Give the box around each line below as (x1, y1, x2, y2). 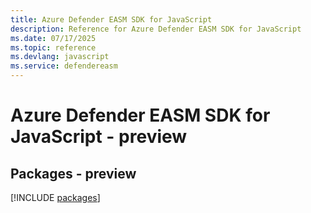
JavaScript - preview (10, 126, 188, 148)
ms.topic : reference (10, 42, 97, 53)
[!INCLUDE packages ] (10, 192, 101, 203)
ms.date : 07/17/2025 (10, 33, 97, 43)
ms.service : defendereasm (10, 61, 118, 71)
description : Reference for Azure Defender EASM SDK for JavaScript (10, 24, 302, 34)
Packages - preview (10, 165, 137, 182)
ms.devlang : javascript (10, 52, 110, 62)
